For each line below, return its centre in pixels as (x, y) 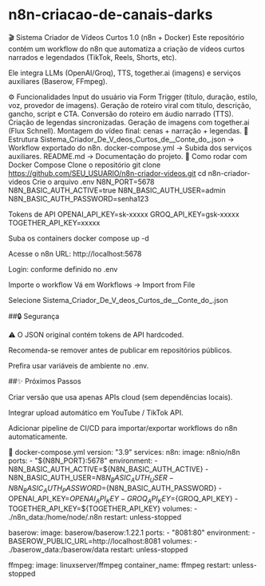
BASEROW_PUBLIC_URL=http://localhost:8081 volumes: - (103, 541)
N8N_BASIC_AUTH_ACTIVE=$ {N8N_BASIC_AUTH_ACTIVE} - (109, 468)
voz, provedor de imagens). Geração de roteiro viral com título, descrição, (130, 105)
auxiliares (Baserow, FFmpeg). (58, 81)
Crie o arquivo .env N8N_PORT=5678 (93, 181)
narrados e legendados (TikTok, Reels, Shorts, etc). (93, 57)
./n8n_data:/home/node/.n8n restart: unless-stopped (95, 517)
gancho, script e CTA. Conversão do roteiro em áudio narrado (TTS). (121, 114)
